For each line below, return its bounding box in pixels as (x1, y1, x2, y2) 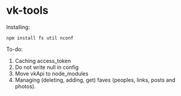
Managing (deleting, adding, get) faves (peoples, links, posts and (14, 76, 176, 83)
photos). (14, 82, 36, 90)
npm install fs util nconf (6, 35, 74, 41)
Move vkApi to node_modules (14, 70, 89, 77)
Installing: (6, 23, 30, 31)
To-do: (6, 46, 23, 53)
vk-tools (6, 4, 49, 17)
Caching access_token (14, 57, 71, 64)
